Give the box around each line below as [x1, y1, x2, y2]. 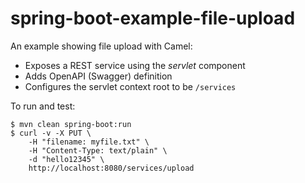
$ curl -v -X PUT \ [10, 128, 92, 138]
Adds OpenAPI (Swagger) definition [24, 70, 173, 82]
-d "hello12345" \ [28, 154, 105, 164]
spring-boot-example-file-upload [10, 7, 296, 30]
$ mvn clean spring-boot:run [10, 119, 132, 129]
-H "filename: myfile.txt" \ [28, 137, 150, 147]
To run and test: [10, 100, 76, 112]
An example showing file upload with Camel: [10, 40, 193, 52]
